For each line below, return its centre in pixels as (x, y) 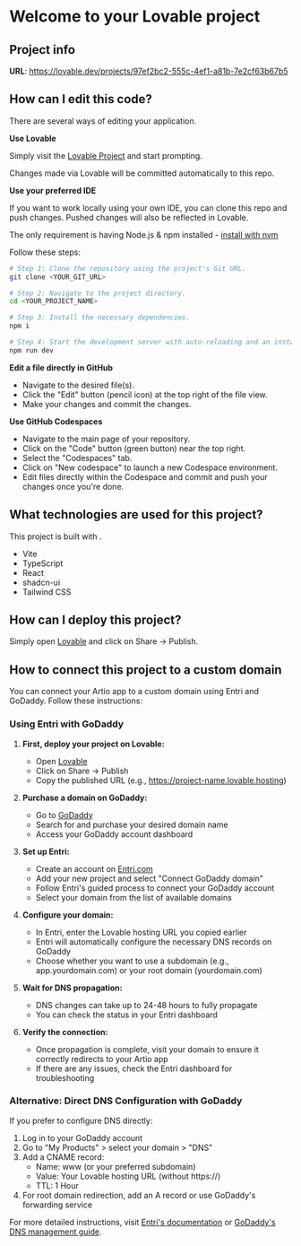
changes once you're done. (73, 486)
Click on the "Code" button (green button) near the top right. (134, 448)
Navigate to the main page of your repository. (106, 439)
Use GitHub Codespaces (56, 421)
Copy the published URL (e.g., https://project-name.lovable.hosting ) (161, 780)
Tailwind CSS (47, 592)
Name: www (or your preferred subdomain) (116, 1166)
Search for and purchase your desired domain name (132, 824)
